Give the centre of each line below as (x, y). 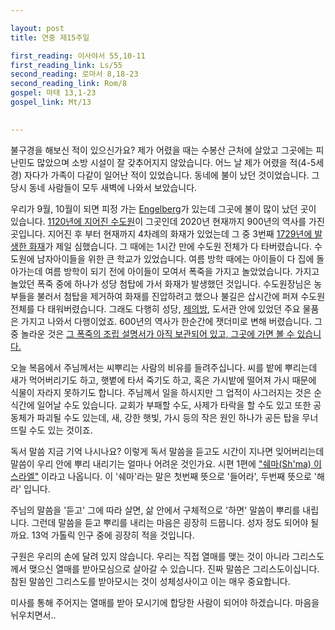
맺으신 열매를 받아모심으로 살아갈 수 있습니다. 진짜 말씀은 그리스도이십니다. (174, 568)
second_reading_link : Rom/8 (69, 84)
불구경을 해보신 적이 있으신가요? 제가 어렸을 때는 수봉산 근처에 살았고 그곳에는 (162, 150)
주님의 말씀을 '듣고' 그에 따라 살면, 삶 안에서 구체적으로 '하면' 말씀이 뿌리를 (155, 510)
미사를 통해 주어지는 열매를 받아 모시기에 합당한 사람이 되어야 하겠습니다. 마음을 (165, 602)
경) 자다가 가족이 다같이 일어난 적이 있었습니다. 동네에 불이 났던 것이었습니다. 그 (165, 175)
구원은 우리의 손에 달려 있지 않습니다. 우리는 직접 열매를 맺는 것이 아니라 (150, 556)
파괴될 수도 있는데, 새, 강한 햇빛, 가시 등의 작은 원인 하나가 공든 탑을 (168, 417)
